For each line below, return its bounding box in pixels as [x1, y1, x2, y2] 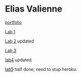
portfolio [5, 19, 22, 25]
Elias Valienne [5, 3, 63, 15]
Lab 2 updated [5, 38, 34, 44]
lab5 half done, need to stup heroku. [5, 66, 77, 72]
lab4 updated [5, 57, 32, 62]
